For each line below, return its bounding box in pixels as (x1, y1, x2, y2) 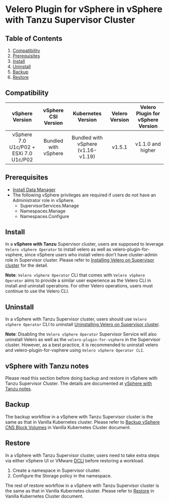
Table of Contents (5, 34, 63, 43)
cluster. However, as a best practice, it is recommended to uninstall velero (5, 342, 158, 348)
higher (140, 147, 156, 154)
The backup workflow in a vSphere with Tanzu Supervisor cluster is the (5, 414, 153, 420)
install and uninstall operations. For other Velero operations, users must (5, 283, 153, 289)
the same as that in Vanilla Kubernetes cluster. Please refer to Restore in (5, 487, 154, 493)
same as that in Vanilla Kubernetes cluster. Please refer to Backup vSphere (5, 419, 160, 425)
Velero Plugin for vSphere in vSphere (5, 4, 162, 15)
